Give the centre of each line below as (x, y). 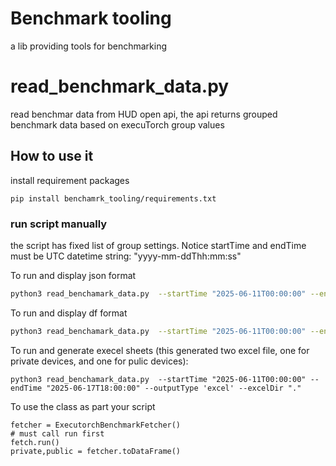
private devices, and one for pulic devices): (99, 361)
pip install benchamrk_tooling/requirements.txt (113, 198)
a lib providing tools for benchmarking (88, 46)
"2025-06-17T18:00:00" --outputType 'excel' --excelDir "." (174, 388)
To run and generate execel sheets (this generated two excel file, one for (160, 350)
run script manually (59, 224)
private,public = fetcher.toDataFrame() (96, 451)
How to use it (52, 156)
